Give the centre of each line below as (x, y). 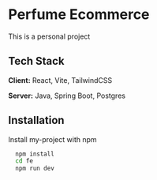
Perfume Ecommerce (79, 15)
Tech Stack (36, 61)
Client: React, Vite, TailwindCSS (60, 80)
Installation (36, 120)
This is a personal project (49, 36)
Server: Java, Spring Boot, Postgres (67, 96)
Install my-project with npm (52, 139)
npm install (35, 154)
